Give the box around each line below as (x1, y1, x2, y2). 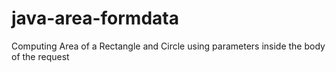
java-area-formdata (11, 7, 179, 30)
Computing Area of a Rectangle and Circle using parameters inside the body (11, 40, 326, 52)
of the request (11, 50, 70, 62)
